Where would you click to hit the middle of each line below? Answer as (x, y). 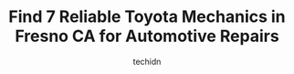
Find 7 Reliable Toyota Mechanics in (147, 17)
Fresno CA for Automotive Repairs (147, 36)
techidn (147, 61)
